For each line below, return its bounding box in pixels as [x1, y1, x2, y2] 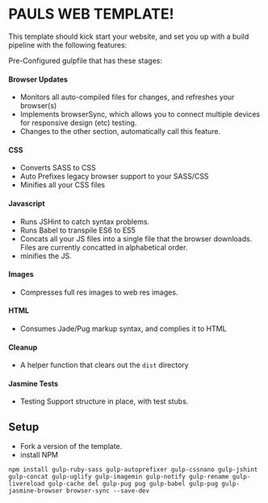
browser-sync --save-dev [65, 487, 150, 495]
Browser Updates [8, 74, 69, 84]
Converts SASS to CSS [19, 163, 97, 173]
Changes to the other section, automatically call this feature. [19, 127, 221, 136]
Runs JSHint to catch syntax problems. [19, 216, 150, 226]
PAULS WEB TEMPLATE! [8, 5, 175, 23]
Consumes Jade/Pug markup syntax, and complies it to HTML [19, 324, 228, 333]
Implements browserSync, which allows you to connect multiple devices [19, 110, 261, 119]
